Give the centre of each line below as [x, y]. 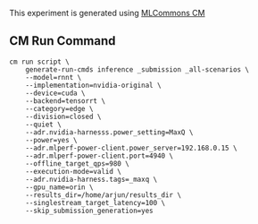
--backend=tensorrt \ [65, 101]
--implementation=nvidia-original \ [94, 85]
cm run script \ [39, 62]
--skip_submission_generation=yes [89, 211]
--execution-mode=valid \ [74, 171]
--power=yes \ [51, 140]
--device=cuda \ [56, 93]
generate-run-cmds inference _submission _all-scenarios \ [137, 69]
